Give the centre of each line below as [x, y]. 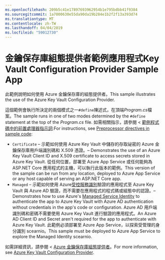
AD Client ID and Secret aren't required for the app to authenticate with [84, 219]
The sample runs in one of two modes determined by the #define [80, 116]
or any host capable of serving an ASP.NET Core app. [67, 179]
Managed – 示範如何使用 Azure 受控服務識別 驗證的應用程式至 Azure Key [83, 184]
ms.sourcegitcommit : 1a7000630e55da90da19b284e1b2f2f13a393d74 [71, 14]
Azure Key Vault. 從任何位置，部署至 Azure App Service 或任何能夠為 [82, 161]
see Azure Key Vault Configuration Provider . [50, 252]
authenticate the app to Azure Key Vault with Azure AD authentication [83, 201]
